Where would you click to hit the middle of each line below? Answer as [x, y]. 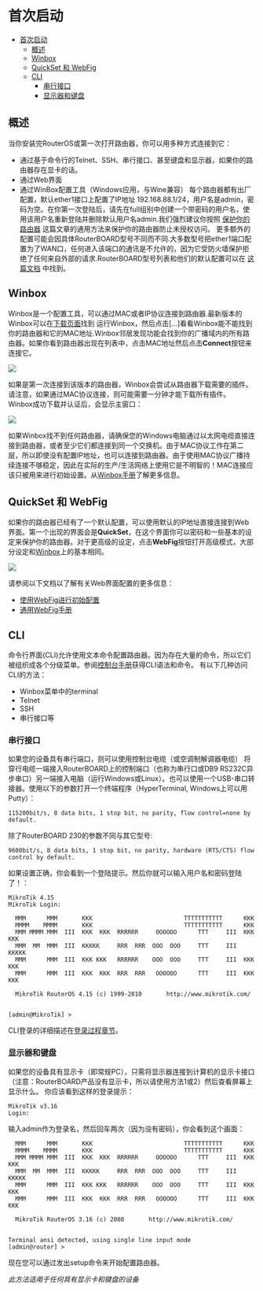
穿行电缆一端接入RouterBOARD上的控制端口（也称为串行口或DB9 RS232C [128, 769]
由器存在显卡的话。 [51, 169]
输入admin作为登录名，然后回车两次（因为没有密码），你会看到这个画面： [126, 1128]
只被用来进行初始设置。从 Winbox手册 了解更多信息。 [99, 475]
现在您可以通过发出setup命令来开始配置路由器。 [86, 1262]
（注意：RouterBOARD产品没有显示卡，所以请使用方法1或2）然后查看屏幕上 [130, 1081]
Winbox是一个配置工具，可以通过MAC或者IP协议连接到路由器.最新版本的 [125, 313]
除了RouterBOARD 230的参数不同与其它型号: [80, 836]
